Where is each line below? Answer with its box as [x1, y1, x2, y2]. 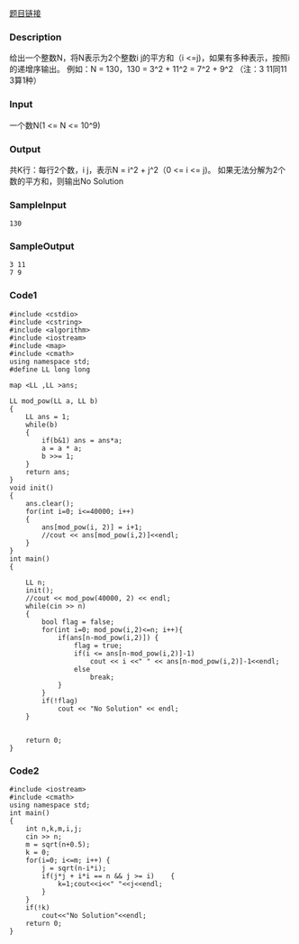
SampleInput [9, 198, 67, 211]
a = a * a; [41, 444, 83, 453]
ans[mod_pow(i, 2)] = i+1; [41, 522, 143, 532]
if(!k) [25, 903, 50, 912]
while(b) [25, 420, 59, 429]
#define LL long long [9, 364, 91, 374]
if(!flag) [41, 696, 78, 705]
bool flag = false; [41, 617, 115, 627]
